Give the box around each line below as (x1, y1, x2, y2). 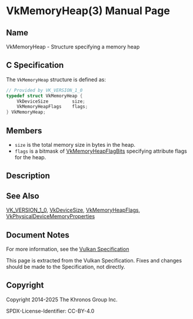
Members (6, 126, 42, 136)
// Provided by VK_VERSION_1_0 (6, 87, 83, 93)
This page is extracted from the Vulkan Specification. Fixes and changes (6, 257, 182, 264)
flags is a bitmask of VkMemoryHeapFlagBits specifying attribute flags (14, 147, 187, 154)
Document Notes (6, 230, 69, 240)
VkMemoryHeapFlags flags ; (16, 104, 88, 110)
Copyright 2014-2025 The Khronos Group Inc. (6, 296, 118, 303)
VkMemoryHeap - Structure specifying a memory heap (6, 43, 140, 50)
